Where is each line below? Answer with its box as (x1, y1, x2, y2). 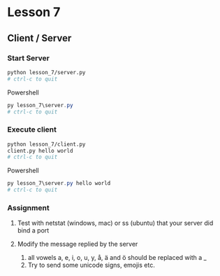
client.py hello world (7, 147, 73, 154)
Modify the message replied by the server (17, 240, 138, 249)
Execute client (7, 125, 57, 134)
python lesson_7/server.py (7, 69, 86, 76)
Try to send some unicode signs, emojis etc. (27, 261, 155, 270)
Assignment (7, 202, 50, 212)
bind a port (17, 226, 50, 235)
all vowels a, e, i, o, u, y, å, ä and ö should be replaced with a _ (27, 254, 207, 262)
